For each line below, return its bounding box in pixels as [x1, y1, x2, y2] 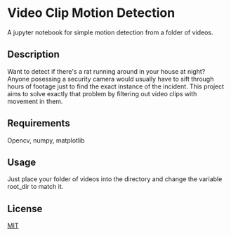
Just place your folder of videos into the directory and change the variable [7, 175, 223, 183]
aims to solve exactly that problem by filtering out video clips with [7, 89, 197, 98]
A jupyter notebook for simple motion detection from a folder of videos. [7, 28, 213, 37]
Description [7, 48, 60, 60]
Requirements [7, 117, 70, 129]
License [7, 202, 43, 215]
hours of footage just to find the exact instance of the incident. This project [7, 82, 225, 91]
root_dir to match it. [7, 183, 64, 191]
